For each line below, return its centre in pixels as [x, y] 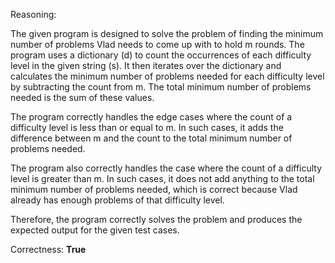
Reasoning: [33, 14]
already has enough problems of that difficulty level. [117, 200]
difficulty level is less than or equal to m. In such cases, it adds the [147, 127]
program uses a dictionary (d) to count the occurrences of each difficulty [161, 55]
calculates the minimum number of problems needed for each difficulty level [167, 76]
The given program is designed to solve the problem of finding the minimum [167, 33]
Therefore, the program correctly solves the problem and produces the [156, 219]
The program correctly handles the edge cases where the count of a [151, 117]
